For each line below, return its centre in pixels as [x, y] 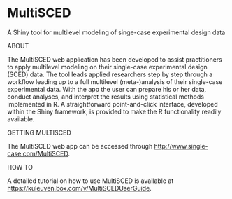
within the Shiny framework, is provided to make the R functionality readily [114, 111]
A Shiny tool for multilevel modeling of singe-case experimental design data [116, 32]
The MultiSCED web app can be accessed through [80, 146]
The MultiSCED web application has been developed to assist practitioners [115, 59]
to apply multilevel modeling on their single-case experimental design [107, 67]
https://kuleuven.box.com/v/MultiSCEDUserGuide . [79, 188]
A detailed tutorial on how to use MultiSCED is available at [90, 181]
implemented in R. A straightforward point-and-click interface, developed [113, 104]
